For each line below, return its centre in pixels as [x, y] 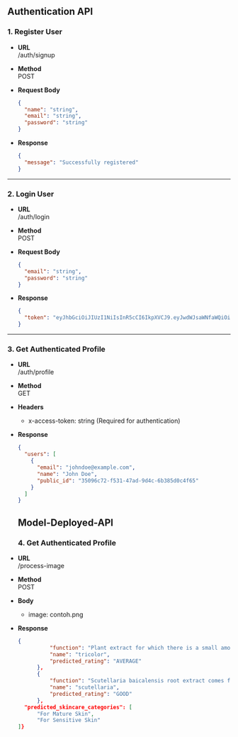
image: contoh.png [56, 614]
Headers [30, 407]
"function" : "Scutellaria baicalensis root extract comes [137, 681]
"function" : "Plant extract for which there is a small [134, 648]
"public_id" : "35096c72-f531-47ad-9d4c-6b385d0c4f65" [118, 481]
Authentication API [50, 12]
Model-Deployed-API [65, 522]
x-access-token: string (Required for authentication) [104, 421]
